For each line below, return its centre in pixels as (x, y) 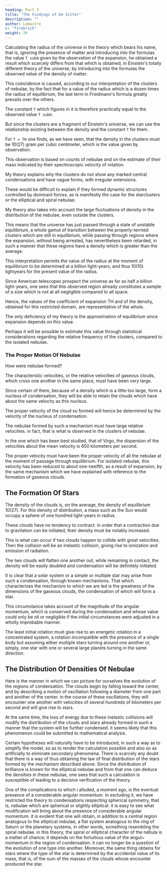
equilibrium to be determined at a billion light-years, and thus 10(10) (74, 266)
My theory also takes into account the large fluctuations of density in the (80, 210)
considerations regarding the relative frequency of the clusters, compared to (84, 337)
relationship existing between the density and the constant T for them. (77, 129)
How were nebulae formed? (34, 366)
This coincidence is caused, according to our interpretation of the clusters (81, 83)
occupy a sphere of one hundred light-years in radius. (61, 516)
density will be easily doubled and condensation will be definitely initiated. (82, 566)
